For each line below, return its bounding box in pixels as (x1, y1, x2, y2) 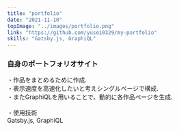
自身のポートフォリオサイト (7, 59, 98, 69)
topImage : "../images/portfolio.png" (7, 23, 115, 29)
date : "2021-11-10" (7, 16, 63, 23)
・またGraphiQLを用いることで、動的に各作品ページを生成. (7, 93, 173, 101)
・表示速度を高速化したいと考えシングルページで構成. (7, 85, 159, 93)
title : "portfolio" (7, 10, 63, 17)
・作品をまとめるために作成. (7, 76, 87, 84)
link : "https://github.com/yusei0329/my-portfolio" (7, 29, 157, 36)
